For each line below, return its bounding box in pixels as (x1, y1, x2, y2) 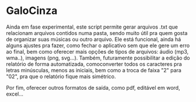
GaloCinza (6, 4, 58, 17)
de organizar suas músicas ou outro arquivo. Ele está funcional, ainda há (6, 36, 181, 43)
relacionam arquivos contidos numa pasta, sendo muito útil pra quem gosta (6, 29, 188, 36)
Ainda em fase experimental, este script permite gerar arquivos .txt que (6, 23, 178, 30)
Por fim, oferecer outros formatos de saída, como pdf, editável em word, (6, 84, 180, 91)
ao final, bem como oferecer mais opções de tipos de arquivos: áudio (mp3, (6, 48, 189, 55)
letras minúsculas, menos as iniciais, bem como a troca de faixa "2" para (6, 66, 181, 73)
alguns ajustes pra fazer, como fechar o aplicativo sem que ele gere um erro (6, 42, 190, 49)
